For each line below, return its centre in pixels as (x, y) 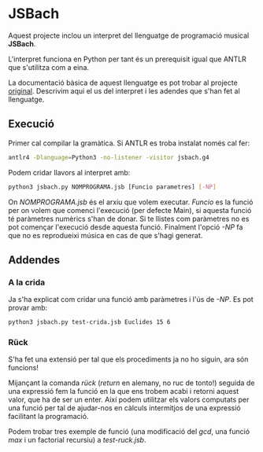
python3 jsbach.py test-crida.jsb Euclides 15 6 (89, 322)
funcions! (24, 368)
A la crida (27, 282)
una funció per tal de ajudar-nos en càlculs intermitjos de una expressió (125, 408)
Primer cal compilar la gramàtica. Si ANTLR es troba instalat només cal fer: (129, 143)
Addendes (34, 260)
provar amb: (28, 308)
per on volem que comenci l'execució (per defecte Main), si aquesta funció (130, 210)
